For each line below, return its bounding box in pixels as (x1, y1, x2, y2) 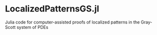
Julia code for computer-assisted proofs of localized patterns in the (5, 19, 140, 25)
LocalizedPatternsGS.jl (5, 3, 99, 14)
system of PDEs (16, 24, 48, 30)
